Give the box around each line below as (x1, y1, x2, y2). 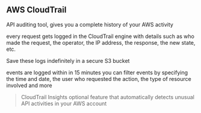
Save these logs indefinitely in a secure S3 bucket (6, 57, 130, 64)
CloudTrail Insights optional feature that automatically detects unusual (20, 93, 194, 100)
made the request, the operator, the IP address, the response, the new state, (6, 39, 196, 46)
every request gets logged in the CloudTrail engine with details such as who (6, 33, 194, 40)
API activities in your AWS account (20, 100, 107, 107)
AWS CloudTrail (6, 5, 67, 15)
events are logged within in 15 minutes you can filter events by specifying (6, 69, 188, 76)
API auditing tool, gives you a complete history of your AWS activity (6, 21, 173, 28)
